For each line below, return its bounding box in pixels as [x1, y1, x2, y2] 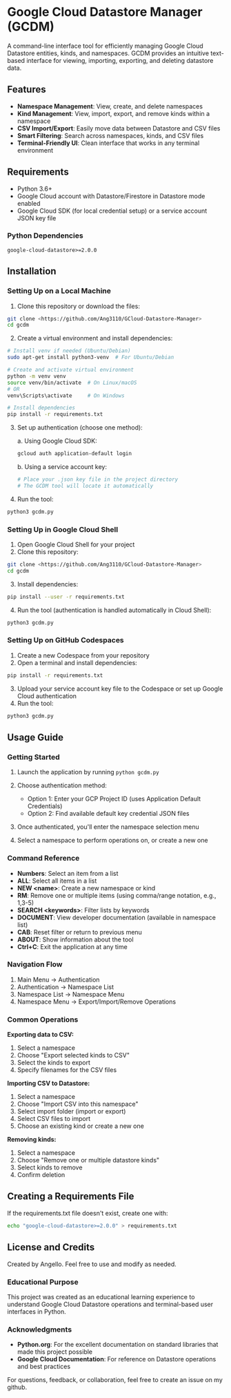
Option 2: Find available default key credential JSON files [27, 810, 190, 818]
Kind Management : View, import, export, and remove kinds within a [17, 109, 210, 117]
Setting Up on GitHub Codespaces [7, 635, 124, 645]
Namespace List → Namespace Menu [17, 990, 125, 998]
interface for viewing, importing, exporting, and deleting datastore [26, 56, 214, 64]
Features [7, 84, 46, 95]
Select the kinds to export [17, 1058, 91, 1067]
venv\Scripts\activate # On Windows [7, 392, 125, 399]
